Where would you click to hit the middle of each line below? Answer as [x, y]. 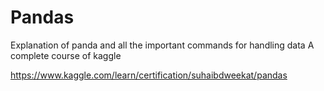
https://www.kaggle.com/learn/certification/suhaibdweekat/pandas [149, 75]
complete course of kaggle [66, 55]
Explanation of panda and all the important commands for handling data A [162, 45]
